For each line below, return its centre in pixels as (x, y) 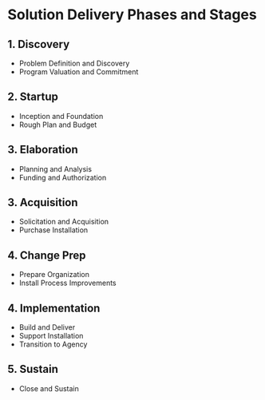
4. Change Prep (47, 255)
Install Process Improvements (67, 283)
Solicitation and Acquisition (64, 222)
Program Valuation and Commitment (79, 72)
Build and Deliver (47, 327)
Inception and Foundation (61, 116)
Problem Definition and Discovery (74, 63)
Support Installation (51, 336)
